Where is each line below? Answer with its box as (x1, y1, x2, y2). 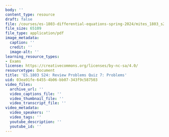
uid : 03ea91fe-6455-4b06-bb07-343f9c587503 (5, 77, 98, 82)
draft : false (5, 17, 33, 22)
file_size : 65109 (5, 26, 42, 31)
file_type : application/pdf (5, 31, 64, 36)
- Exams (5, 59, 22, 64)
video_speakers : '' (10, 110, 51, 115)
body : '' (5, 7, 24, 13)
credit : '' (10, 45, 33, 50)
